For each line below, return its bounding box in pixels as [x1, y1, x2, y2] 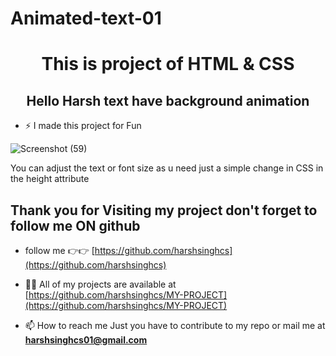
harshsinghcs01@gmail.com [24, 334, 148, 346]
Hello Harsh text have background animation [26, 92, 310, 109]
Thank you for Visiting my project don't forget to [10, 202, 318, 219]
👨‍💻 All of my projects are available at [24, 278, 177, 290]
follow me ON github [10, 217, 141, 234]
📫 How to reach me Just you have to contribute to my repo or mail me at [24, 320, 326, 331]
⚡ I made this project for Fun [24, 120, 142, 132]
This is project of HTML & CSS [41, 53, 295, 76]
